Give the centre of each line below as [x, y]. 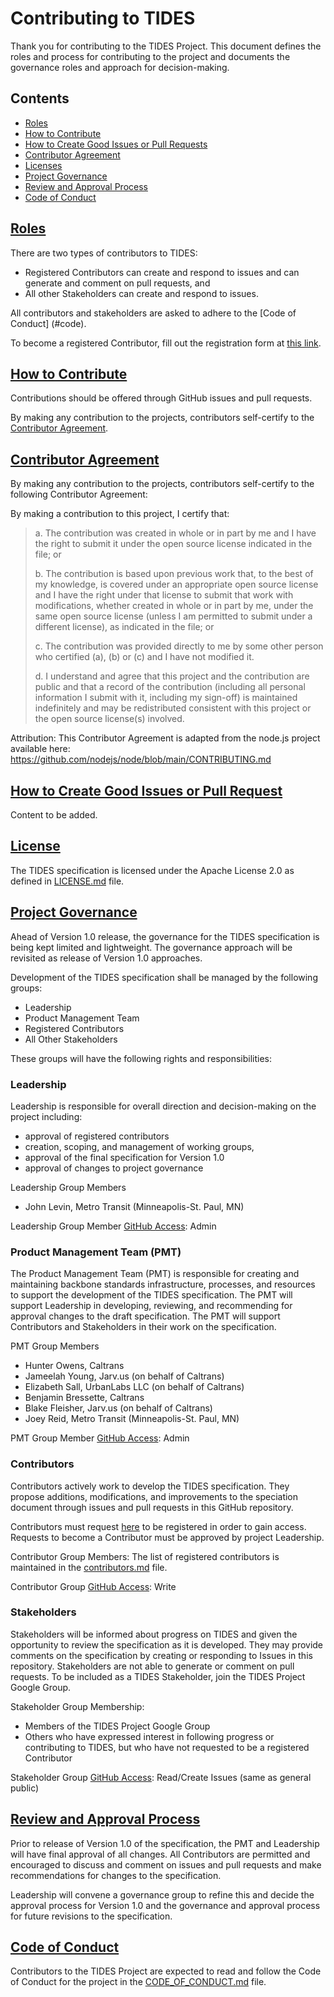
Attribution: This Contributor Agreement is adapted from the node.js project [165, 738]
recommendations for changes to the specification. [116, 1875]
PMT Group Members [55, 1346]
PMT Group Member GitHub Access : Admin [100, 1438]
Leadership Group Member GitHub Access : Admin [113, 1226]
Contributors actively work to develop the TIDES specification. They [150, 1486]
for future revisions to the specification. [91, 1916]
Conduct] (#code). [48, 323]
